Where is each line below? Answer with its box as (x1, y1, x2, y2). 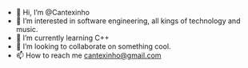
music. (15, 25, 38, 34)
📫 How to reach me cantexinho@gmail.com (15, 50, 162, 60)
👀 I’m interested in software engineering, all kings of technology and (15, 16, 241, 26)
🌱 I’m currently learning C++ (15, 33, 110, 42)
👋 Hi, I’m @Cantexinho (15, 8, 90, 17)
